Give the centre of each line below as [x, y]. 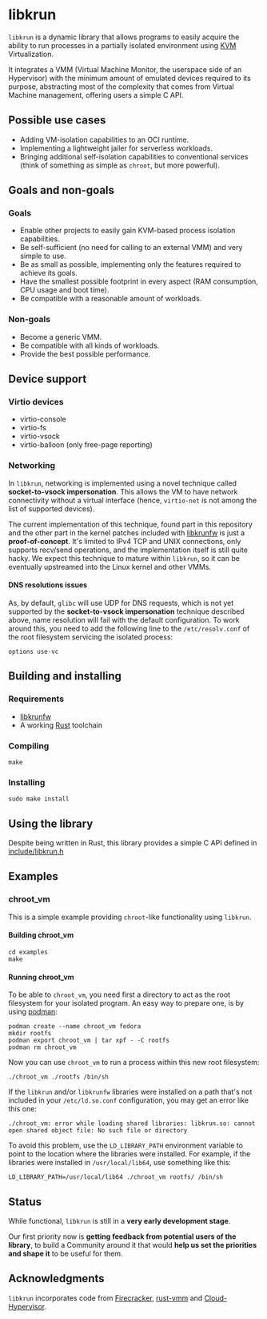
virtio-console [43, 419]
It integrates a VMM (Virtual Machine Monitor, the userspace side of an [125, 69]
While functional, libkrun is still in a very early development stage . [120, 1220]
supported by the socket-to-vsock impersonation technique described [127, 611]
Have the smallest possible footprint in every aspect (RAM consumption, [139, 281]
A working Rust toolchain [61, 725]
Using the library [51, 823]
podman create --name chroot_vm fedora [75, 1027]
